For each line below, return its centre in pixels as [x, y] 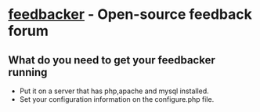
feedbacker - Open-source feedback [130, 14]
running [28, 72]
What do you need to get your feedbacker [112, 60]
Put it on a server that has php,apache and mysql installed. [114, 91]
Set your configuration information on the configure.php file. [117, 99]
